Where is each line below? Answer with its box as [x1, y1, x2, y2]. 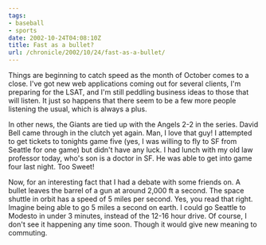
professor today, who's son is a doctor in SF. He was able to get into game [8, 154, 252, 163]
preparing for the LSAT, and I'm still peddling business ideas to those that [8, 87, 249, 96]
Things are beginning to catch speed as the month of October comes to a [8, 71, 249, 80]
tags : [8, 11, 26, 20]
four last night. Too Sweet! [8, 162, 95, 171]
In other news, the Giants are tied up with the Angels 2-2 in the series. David [8, 120, 259, 129]
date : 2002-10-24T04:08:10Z [8, 33, 102, 42]
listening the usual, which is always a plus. [8, 104, 147, 114]
